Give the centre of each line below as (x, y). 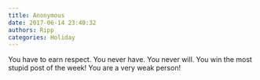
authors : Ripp (31, 30)
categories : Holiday (42, 37)
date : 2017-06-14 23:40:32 (52, 23)
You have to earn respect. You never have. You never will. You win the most (130, 60)
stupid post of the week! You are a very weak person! (95, 68)
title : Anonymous (37, 15)
